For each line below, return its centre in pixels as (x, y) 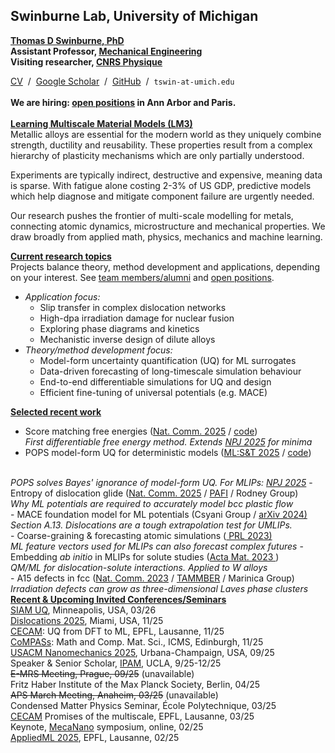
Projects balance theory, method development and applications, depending (165, 266)
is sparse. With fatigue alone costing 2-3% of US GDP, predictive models (161, 185)
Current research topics (61, 256)
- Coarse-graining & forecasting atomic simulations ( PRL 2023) (141, 535)
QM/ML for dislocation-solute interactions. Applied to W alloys (139, 567)
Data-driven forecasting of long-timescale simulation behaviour (170, 371)
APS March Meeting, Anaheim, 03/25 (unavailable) (114, 695)
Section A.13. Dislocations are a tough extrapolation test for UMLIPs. (151, 525)
